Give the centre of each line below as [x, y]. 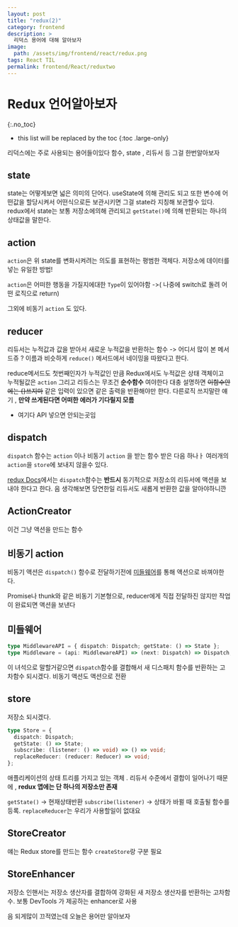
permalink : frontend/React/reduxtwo [61, 67]
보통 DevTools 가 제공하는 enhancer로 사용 [77, 901]
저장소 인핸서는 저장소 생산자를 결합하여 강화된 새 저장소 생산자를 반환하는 [109, 892]
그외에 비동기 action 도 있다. [47, 309]
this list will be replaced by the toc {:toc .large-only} [93, 138]
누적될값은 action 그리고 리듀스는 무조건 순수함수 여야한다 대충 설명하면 [107, 382]
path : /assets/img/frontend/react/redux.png [80, 54]
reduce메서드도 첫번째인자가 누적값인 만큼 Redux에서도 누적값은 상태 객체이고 [116, 373]
